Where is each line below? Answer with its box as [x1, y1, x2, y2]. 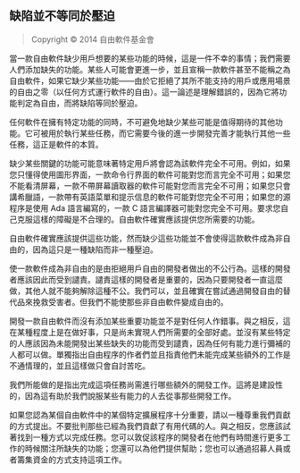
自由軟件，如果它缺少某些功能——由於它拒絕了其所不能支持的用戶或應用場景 [9, 75, 291, 86]
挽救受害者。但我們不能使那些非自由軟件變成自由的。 [32, 296, 229, 307]
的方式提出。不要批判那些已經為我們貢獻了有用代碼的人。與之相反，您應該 [9, 420, 283, 431]
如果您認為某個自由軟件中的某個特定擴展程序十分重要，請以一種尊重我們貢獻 [9, 410, 291, 420]
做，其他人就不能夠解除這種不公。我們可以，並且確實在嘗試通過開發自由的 [9, 285, 283, 296]
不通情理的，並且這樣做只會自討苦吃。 [9, 360, 150, 371]
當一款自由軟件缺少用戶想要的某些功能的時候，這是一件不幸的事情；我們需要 [9, 53, 291, 63]
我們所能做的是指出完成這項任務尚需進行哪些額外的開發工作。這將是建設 [9, 379, 275, 390]
